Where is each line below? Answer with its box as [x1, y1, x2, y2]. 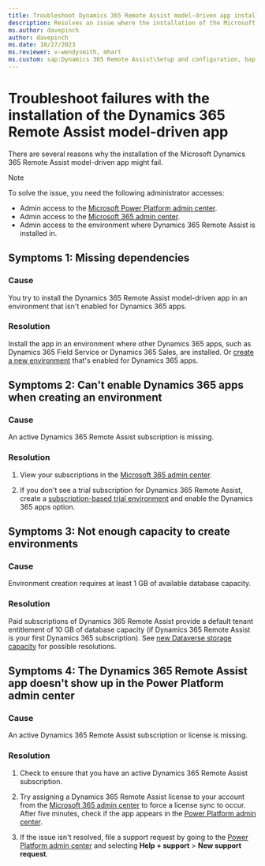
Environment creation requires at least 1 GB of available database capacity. [8, 579, 252, 588]
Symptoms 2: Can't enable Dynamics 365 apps [8, 379, 244, 392]
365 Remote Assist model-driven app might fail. [8, 157, 163, 166]
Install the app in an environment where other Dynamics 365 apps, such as [8, 338, 252, 348]
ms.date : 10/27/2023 [8, 41, 77, 49]
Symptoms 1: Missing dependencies [8, 252, 190, 265]
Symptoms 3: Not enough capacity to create [8, 525, 230, 539]
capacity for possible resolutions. [8, 641, 117, 651]
